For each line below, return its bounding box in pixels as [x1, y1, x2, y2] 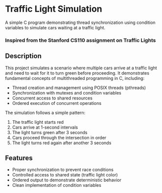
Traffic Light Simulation [5, 3, 103, 15]
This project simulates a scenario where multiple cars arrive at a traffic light [5, 65, 158, 71]
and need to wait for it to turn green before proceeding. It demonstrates [5, 70, 149, 76]
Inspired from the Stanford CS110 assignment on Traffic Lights [5, 37, 156, 43]
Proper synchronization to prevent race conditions [12, 167, 114, 173]
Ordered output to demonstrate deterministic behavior [12, 177, 121, 183]
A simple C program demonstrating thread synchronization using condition [5, 19, 156, 25]
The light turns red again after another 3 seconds [12, 140, 112, 146]
